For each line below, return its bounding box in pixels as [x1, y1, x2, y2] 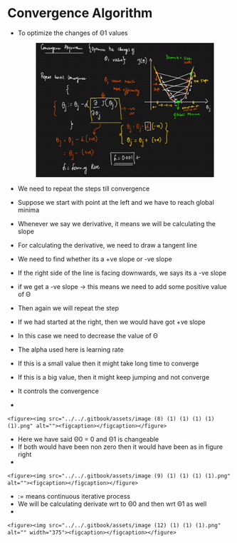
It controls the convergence [17, 387, 100, 395]
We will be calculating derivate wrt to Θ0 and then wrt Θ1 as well [17, 499, 207, 508]
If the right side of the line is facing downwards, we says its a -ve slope [17, 269, 226, 278]
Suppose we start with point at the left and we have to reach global [17, 198, 215, 207]
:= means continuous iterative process [17, 492, 130, 501]
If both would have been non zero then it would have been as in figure [17, 442, 223, 451]
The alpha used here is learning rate [17, 345, 124, 354]
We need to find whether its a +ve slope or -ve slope [17, 255, 172, 263]
